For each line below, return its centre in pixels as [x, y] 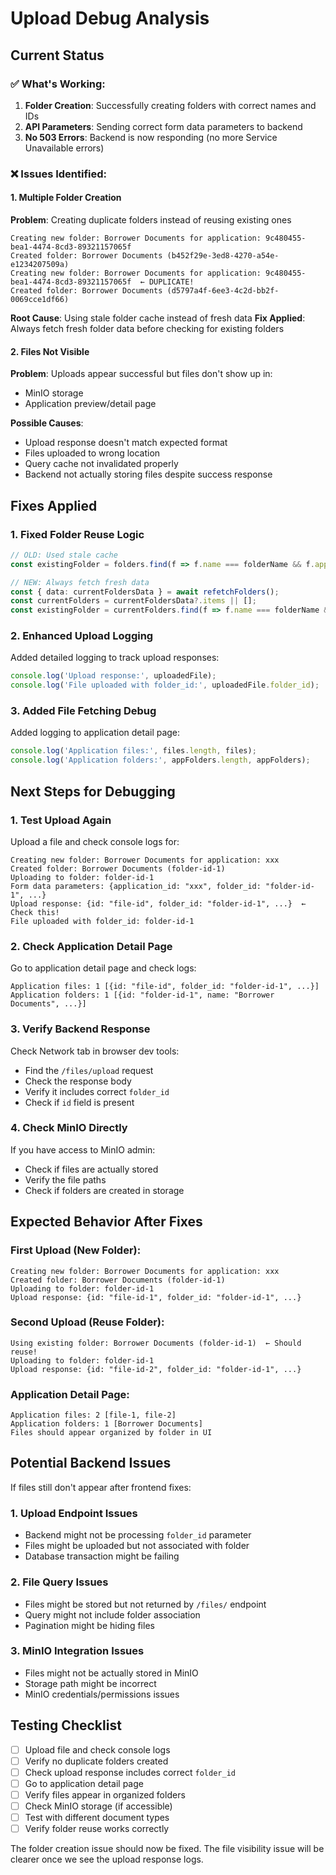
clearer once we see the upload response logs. [107, 1859]
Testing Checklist [66, 1725]
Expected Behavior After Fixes [106, 1222]
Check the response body [78, 1081]
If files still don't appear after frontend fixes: [101, 1487]
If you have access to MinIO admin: [83, 1149]
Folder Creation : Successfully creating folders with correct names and [170, 105]
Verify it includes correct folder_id [97, 1091]
